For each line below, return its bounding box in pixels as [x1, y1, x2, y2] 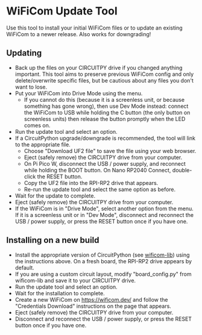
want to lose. [14, 83, 48, 90]
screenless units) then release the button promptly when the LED [24, 115, 186, 122]
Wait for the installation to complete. [14, 289, 105, 296]
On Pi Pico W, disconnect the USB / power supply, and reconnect [24, 160, 186, 167]
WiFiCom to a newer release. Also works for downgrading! [6, 30, 151, 37]
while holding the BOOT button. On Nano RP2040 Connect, [24, 166, 171, 174]
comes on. [24, 122, 51, 129]
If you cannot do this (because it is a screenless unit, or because [24, 96, 185, 103]
